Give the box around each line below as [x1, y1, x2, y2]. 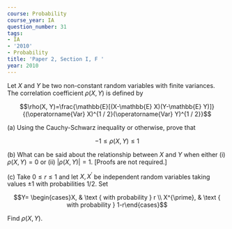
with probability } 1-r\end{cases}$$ [66, 200, 168, 209]
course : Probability [7, 10, 68, 17]
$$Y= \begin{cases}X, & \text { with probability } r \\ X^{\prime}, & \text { [13, 193, 221, 202]
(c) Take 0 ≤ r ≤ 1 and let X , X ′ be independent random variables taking [7, 171, 210, 181]
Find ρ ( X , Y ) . [7, 214, 43, 223]
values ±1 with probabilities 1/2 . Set [7, 179, 109, 189]
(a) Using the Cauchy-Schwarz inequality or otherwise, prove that [7, 123, 196, 131]
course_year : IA [7, 17, 54, 24]
